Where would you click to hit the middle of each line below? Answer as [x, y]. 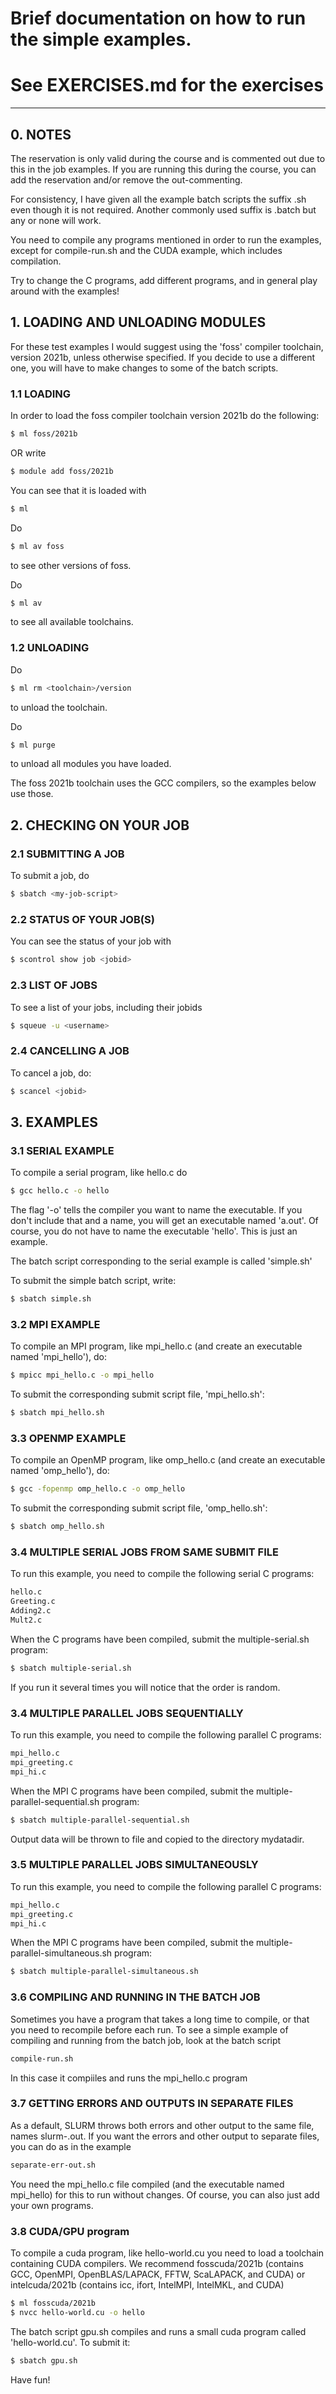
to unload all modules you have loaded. [91, 764]
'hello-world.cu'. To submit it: [70, 2342]
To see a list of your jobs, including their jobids [106, 1007]
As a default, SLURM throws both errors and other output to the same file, [162, 2125]
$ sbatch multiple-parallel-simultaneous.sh [104, 1972]
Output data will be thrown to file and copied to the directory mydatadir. [157, 1839]
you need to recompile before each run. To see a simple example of [149, 2029]
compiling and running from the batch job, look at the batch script [146, 2040]
